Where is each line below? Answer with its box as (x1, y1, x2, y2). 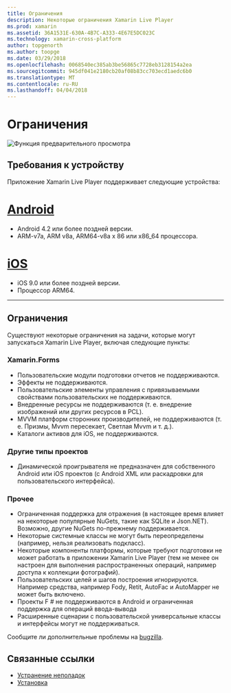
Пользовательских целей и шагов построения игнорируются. (16, 576, 199, 584)
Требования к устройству (7, 159, 124, 171)
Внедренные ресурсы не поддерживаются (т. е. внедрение (16, 400, 192, 408)
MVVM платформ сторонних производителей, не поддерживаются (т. (16, 415, 222, 423)
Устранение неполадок (16, 671, 86, 679)
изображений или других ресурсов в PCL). (16, 407, 144, 415)
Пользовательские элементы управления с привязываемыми (16, 385, 200, 393)
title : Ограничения (7, 10, 63, 17)
